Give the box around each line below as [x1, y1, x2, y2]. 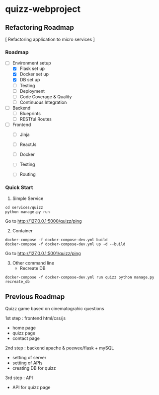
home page [12, 325, 36, 331]
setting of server [12, 355, 47, 361]
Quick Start [5, 184, 33, 191]
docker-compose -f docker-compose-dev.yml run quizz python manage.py [5, 274, 155, 280]
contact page [12, 335, 40, 341]
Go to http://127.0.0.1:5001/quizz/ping [5, 250, 81, 256]
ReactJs [19, 141, 37, 147]
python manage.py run [5, 209, 50, 214]
